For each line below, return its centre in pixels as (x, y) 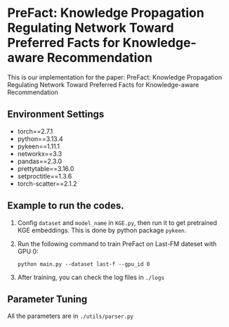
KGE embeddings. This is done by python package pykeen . (102, 230)
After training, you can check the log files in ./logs (91, 277)
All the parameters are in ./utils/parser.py (70, 316)
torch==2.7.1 (35, 131)
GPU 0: (28, 251)
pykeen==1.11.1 (38, 146)
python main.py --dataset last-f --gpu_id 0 (84, 264)
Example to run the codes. (66, 206)
